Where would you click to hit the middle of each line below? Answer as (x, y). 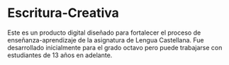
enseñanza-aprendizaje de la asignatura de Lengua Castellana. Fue (106, 40)
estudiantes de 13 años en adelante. (60, 55)
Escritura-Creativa (63, 13)
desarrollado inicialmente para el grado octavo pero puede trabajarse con (115, 47)
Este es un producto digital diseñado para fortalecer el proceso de (104, 32)
